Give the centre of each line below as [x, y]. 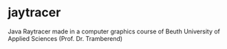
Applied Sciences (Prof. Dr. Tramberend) [65, 38]
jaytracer [34, 13]
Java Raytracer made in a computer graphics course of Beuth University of [114, 31]
